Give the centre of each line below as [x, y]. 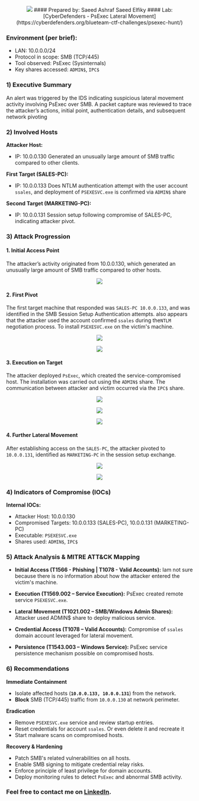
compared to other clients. [47, 162]
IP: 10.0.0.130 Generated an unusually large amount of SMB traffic [94, 156]
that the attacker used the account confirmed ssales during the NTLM [89, 320]
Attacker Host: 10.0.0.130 [45, 516]
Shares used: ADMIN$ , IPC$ [46, 541]
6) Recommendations [38, 669]
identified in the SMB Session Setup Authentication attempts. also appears [97, 314]
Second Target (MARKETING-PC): [49, 203]
